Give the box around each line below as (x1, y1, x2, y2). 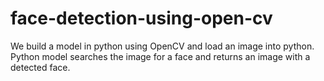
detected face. (10, 61, 71, 73)
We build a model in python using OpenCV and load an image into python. (10, 40, 315, 52)
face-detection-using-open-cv (10, 7, 273, 30)
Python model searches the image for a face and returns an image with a (10, 50, 311, 62)
